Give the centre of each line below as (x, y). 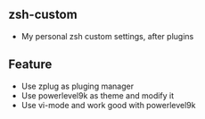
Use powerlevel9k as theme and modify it (98, 95)
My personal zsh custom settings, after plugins (107, 36)
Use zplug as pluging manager (78, 86)
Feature (30, 65)
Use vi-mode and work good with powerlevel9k (108, 105)
